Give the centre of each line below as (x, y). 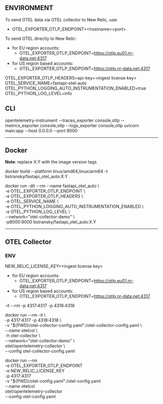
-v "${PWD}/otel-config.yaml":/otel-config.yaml (53, 381)
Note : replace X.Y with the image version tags (51, 162)
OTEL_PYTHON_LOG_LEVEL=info (39, 93)
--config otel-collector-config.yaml (40, 351)
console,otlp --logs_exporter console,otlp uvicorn (90, 125)
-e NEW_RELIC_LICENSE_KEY (35, 371)
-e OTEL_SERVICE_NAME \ (32, 201)
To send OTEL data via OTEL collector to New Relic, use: (61, 19)
